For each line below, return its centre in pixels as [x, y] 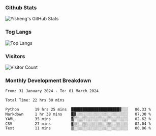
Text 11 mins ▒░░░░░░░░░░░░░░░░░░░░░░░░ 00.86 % [78, 128]
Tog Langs [19, 32]
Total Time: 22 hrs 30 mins [35, 100]
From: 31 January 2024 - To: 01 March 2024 [52, 91]
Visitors [15, 56]
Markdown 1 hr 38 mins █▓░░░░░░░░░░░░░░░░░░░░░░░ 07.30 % [78, 114]
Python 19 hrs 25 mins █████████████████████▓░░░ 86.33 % [78, 109]
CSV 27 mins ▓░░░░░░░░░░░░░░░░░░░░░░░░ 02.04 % [78, 124]
